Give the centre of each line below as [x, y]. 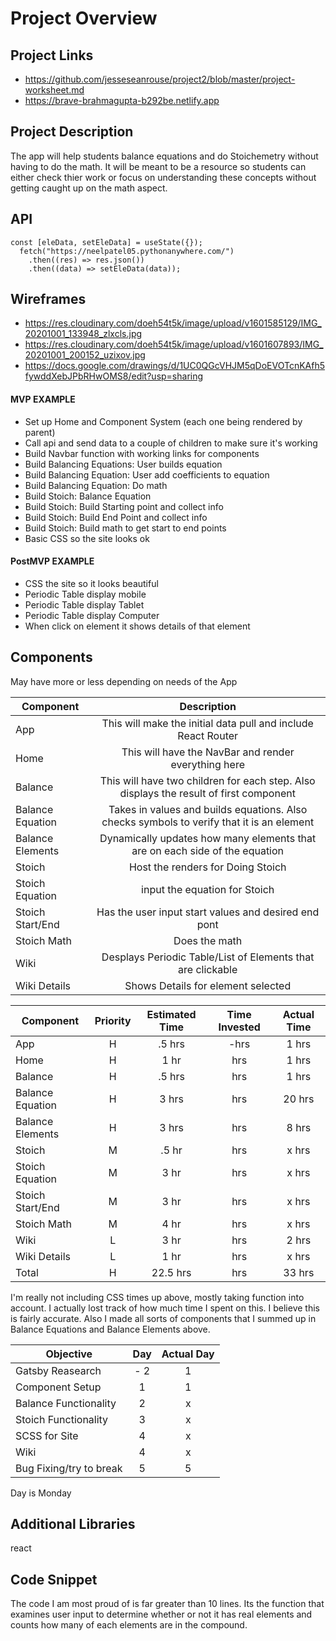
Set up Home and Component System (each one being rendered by [163, 421]
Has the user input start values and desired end [208, 912]
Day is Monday [41, 1493]
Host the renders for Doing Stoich [207, 867]
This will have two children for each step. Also [207, 780]
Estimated [171, 1014]
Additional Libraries [73, 1524]
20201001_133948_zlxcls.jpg [83, 334]
